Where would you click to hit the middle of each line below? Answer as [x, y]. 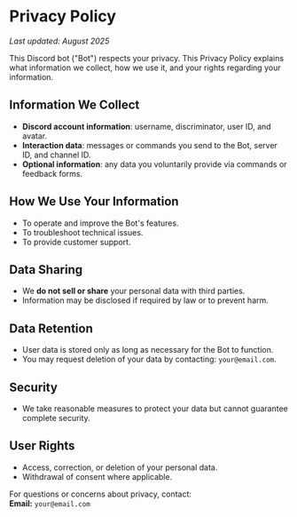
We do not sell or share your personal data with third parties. [133, 291]
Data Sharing [46, 270]
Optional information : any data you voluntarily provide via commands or [154, 164]
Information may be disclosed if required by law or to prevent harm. [145, 300]
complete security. [56, 418]
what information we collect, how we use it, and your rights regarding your [145, 68]
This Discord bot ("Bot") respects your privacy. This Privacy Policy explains [147, 58]
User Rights [42, 446]
